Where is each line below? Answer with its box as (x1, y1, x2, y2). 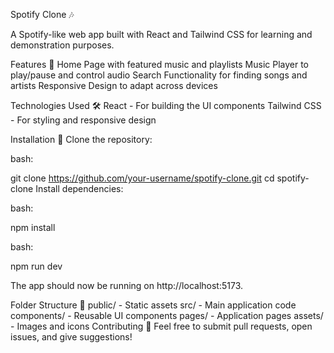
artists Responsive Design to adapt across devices (10, 80, 218, 91)
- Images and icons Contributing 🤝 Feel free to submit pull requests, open (10, 320, 313, 332)
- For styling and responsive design (10, 114, 157, 126)
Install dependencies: (35, 183, 124, 194)
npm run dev (10, 260, 63, 272)
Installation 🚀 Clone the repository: (10, 134, 153, 145)
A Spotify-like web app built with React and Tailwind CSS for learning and (10, 29, 313, 40)
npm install (10, 222, 56, 233)
